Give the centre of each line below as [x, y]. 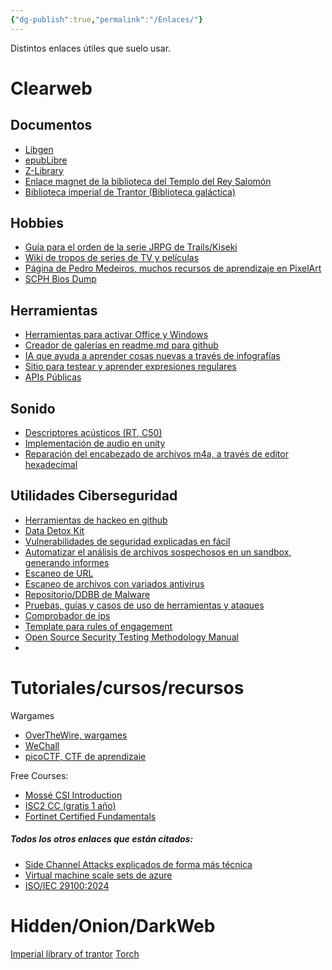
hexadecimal [51, 465]
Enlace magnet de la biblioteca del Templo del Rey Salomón [148, 181]
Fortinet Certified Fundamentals [90, 816]
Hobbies [37, 223]
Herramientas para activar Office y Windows [116, 335]
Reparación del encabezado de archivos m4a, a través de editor [156, 454]
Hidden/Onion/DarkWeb [113, 925]
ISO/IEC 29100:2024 [67, 885]
